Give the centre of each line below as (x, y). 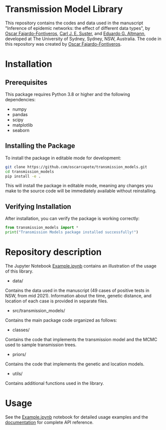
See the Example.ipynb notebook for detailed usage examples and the (77, 417)
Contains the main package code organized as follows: (61, 320)
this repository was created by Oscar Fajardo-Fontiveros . (63, 44)
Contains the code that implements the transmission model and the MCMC (81, 339)
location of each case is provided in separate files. (56, 301)
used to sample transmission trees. (41, 345)
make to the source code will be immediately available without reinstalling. (81, 191)
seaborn (21, 130)
